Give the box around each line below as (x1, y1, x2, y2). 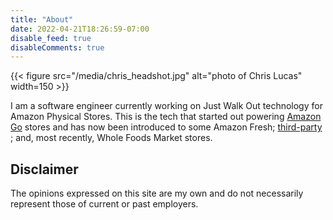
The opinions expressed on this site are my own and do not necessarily (10, 187, 304, 200)
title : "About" (10, 14, 74, 25)
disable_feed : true (10, 33, 92, 43)
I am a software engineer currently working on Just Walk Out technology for (10, 100, 323, 112)
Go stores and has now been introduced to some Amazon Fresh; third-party (10, 121, 323, 133)
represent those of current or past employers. (10, 198, 199, 210)
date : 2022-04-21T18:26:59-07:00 (10, 24, 150, 34)
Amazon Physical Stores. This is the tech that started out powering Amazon (10, 111, 322, 123)
